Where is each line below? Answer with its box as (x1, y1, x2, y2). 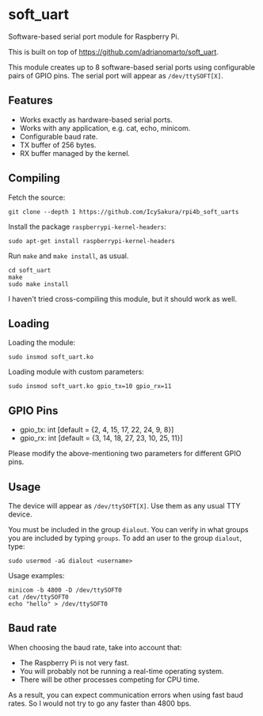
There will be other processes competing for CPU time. (19, 675, 200, 684)
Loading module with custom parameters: (8, 367, 144, 377)
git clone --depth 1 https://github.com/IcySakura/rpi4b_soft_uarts (8, 208, 239, 215)
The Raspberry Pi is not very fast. (19, 657, 129, 667)
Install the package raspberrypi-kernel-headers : (8, 222, 166, 231)
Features (8, 93, 53, 108)
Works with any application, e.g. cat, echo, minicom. (19, 123, 191, 132)
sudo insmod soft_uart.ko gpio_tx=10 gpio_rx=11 (8, 383, 172, 390)
